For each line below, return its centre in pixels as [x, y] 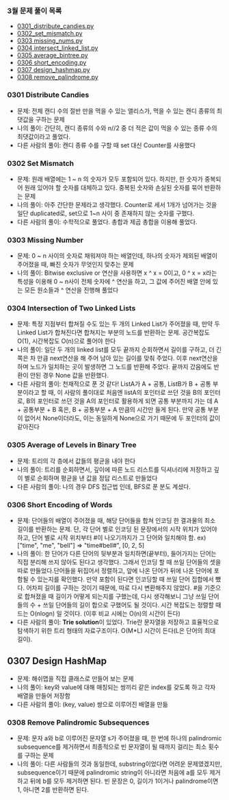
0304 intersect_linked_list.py [57, 48]
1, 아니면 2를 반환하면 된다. [53, 790]
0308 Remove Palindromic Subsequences [78, 723]
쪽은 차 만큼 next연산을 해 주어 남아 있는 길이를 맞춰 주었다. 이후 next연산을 [117, 359]
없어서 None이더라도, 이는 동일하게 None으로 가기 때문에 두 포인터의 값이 [122, 418]
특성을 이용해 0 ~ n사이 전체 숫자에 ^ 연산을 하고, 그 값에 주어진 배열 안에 [114, 282]
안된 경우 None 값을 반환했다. [69, 376]
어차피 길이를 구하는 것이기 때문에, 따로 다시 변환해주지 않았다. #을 [114, 588]
